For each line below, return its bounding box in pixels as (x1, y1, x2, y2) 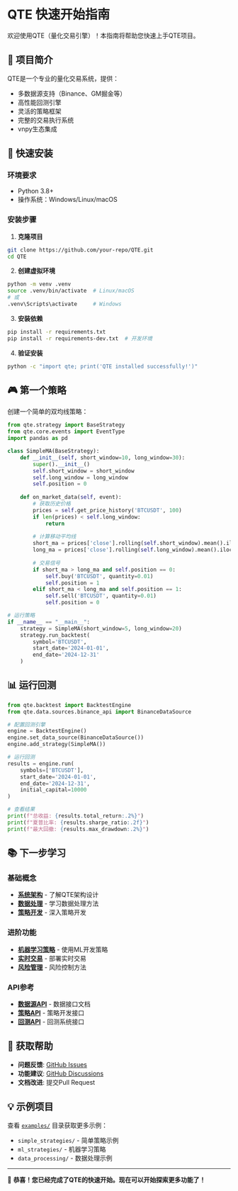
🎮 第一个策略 (7, 384, 67, 396)
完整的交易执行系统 (17, 115, 74, 124)
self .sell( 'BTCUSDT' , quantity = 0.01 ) (45, 592, 157, 599)
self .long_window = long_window (33, 474, 129, 481)
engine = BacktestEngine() (7, 728, 87, 735)
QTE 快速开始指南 (7, 6, 110, 23)
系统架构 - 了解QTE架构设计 (17, 891, 99, 899)
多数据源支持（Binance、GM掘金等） (17, 89, 127, 98)
